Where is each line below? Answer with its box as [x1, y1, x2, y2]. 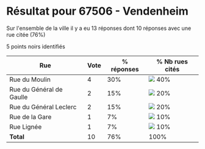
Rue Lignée [9, 122, 42, 131]
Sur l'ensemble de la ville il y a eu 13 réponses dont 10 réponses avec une [6, 24, 192, 32]
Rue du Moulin [9, 75, 51, 84]
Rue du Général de [9, 85, 63, 93]
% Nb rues [156, 57, 188, 65]
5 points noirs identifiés [6, 43, 65, 50]
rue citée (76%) [6, 31, 46, 38]
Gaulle [9, 93, 28, 101]
